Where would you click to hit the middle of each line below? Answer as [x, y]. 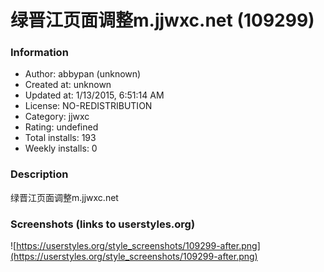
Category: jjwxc [57, 117]
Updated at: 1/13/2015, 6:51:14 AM [94, 95]
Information [39, 53]
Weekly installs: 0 [61, 148]
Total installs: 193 [60, 138]
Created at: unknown [68, 85]
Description [39, 174]
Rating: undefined [61, 127]
